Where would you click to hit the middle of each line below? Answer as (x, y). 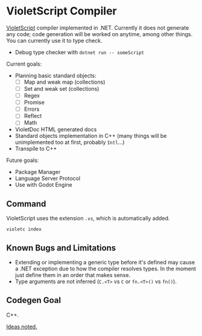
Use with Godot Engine (43, 185)
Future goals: (23, 160)
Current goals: (24, 64)
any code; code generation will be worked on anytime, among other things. (99, 34)
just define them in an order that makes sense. (73, 275)
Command (26, 204)
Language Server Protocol (47, 178)
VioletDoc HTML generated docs (56, 129)
